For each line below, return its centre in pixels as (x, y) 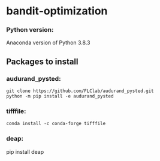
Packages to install (43, 61)
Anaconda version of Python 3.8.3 (48, 42)
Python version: (30, 30)
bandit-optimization (57, 11)
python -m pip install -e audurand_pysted (60, 96)
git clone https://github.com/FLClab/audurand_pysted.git (80, 91)
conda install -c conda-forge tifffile (56, 124)
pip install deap (25, 151)
